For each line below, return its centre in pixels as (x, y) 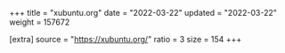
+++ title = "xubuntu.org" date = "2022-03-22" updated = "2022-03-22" (143, 13)
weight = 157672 (40, 22)
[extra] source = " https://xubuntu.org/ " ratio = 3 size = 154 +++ (126, 39)
